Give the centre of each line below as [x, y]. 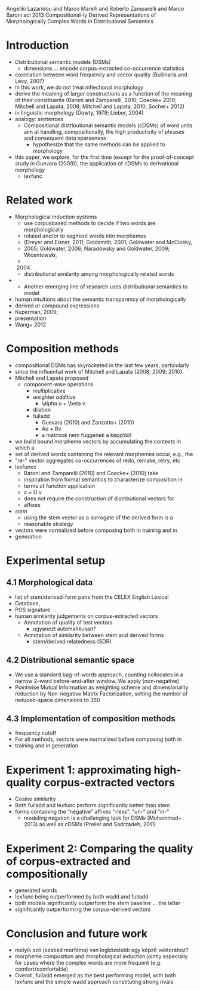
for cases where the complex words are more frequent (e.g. [88, 963]
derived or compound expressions [57, 305]
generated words [36, 890]
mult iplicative [49, 390]
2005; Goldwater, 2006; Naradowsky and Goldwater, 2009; [97, 248]
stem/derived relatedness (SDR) [72, 641]
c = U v [33, 492]
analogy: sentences [39, 119]
